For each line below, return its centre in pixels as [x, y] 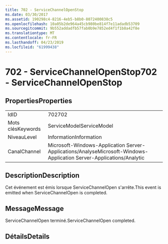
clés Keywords [24, 129]
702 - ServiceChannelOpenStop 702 [81, 72]
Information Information [75, 137]
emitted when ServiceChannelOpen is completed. [56, 193]
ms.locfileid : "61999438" [32, 47]
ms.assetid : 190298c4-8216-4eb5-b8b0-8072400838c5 [59, 19]
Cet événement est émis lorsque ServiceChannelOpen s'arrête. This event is [83, 187]
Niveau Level [22, 137]
